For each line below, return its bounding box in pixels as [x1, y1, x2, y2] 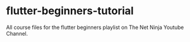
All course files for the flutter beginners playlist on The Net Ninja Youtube [6, 24, 184, 31]
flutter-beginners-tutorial [6, 4, 134, 18]
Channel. [6, 30, 28, 37]
